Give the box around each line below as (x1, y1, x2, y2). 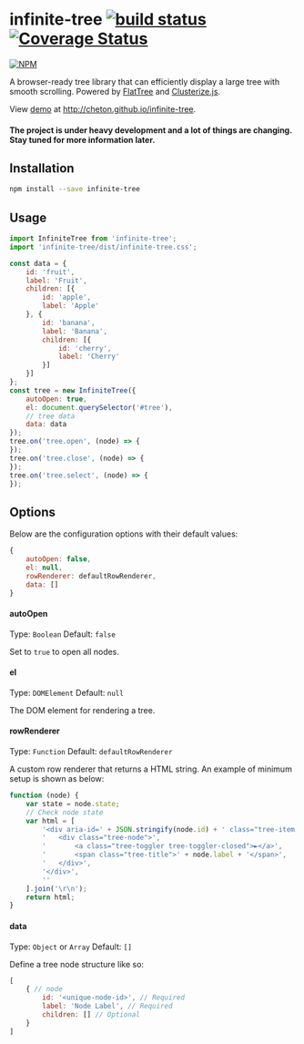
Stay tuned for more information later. (9, 134, 156, 145)
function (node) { (9, 791, 79, 801)
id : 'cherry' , (57, 343, 112, 353)
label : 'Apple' (42, 302, 100, 311)
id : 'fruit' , (25, 267, 76, 277)
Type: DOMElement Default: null (9, 687, 125, 698)
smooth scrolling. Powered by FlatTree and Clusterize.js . (9, 86, 221, 97)
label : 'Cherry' (57, 352, 120, 362)
